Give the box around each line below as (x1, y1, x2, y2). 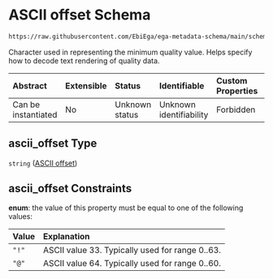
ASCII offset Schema (8, 6, 151, 24)
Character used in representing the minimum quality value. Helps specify (8, 47, 253, 57)
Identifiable (158, 79, 205, 91)
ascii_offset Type (8, 136, 97, 151)
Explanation (43, 231, 91, 243)
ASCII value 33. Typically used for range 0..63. (43, 245, 222, 256)
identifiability (158, 109, 209, 120)
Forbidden (216, 104, 256, 115)
